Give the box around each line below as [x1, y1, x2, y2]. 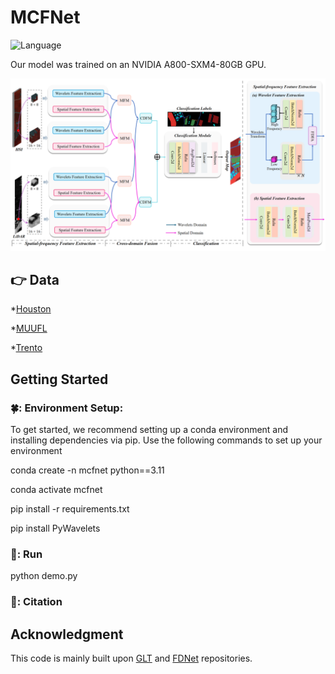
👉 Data [10, 271, 60, 288]
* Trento [10, 342, 43, 354]
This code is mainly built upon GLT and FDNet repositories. [10, 652, 253, 665]
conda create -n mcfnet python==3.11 [10, 464, 165, 476]
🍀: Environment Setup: [10, 401, 124, 415]
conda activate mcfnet [10, 484, 103, 496]
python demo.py [10, 570, 78, 582]
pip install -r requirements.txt [10, 503, 130, 515]
